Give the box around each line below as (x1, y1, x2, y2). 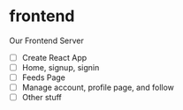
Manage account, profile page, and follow (21, 82, 175, 93)
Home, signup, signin (21, 62, 100, 72)
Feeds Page (21, 72, 66, 83)
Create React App (21, 52, 88, 62)
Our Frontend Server (9, 35, 84, 46)
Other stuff (21, 92, 62, 103)
